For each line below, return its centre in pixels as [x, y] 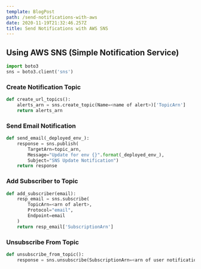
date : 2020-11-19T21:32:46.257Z [46, 23]
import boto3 [22, 66]
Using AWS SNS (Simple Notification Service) [93, 52]
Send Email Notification [41, 126]
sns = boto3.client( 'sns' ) [40, 72]
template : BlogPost [31, 12]
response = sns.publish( [48, 144]
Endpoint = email [47, 216]
